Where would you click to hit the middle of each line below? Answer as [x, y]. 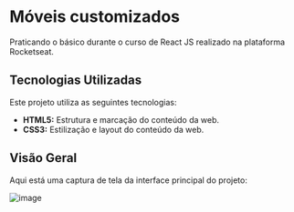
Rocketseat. [32, 51]
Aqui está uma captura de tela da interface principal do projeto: [129, 180]
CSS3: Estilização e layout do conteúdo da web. [113, 129]
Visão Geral [43, 158]
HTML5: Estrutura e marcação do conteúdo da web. [121, 119]
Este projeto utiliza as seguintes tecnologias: [93, 102]
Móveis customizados [95, 17]
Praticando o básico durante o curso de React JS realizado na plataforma [147, 42]
